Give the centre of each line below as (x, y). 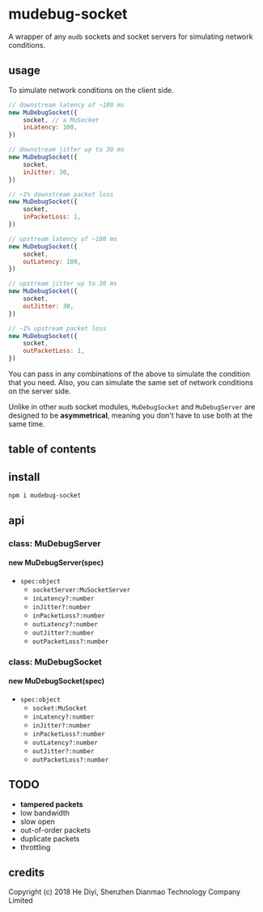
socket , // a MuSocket (61, 120)
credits (27, 873)
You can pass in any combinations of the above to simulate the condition (129, 374)
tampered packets (51, 804)
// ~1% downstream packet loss (61, 194)
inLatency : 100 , (51, 127)
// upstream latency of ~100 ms (63, 239)
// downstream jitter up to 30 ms (67, 150)
